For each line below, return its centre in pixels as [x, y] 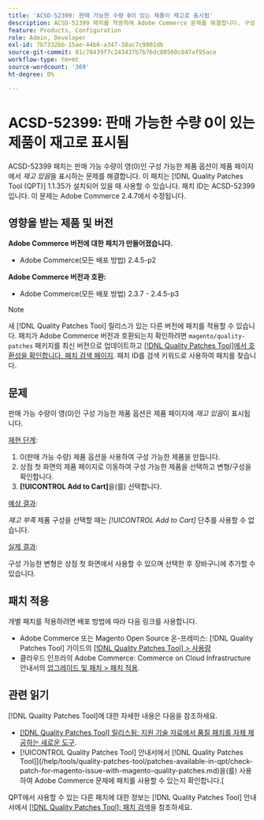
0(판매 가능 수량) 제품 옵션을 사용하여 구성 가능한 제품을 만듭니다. [120, 457]
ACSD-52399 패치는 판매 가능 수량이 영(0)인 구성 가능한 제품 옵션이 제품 [121, 166]
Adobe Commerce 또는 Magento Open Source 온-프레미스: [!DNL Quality [136, 638]
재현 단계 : [23, 440]
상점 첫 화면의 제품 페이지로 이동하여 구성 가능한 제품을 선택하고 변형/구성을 [136, 467]
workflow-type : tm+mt [44, 60]
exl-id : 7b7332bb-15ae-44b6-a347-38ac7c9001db [86, 45]
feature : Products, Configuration [65, 30]
